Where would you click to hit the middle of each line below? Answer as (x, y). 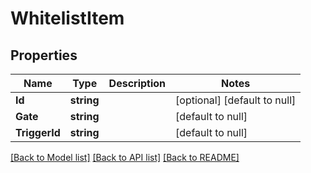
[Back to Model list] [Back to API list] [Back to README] (125, 157)
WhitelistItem (67, 18)
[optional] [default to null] (236, 100)
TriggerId (38, 132)
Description (137, 83)
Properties (44, 55)
